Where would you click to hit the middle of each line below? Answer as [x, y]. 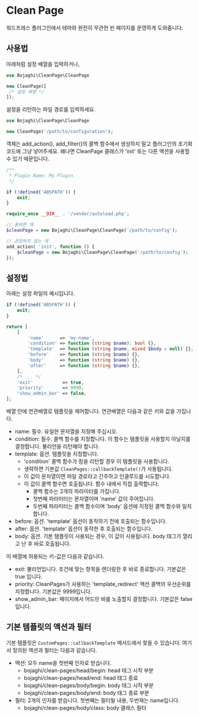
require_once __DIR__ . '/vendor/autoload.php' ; [68, 214]
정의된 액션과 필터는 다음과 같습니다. [55, 650]
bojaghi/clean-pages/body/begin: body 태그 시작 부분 [89, 685]
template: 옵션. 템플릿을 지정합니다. [56, 454]
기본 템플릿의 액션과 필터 [49, 627]
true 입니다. [29, 577]
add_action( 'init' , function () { [50, 247]
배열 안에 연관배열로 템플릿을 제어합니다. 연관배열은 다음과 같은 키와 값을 [91, 411]
